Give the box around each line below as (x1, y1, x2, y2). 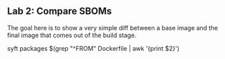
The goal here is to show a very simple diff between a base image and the (7, 23, 218, 32)
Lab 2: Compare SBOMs (7, 5, 112, 17)
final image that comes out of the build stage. (7, 31, 137, 39)
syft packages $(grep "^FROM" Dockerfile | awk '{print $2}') (7, 44, 180, 52)
